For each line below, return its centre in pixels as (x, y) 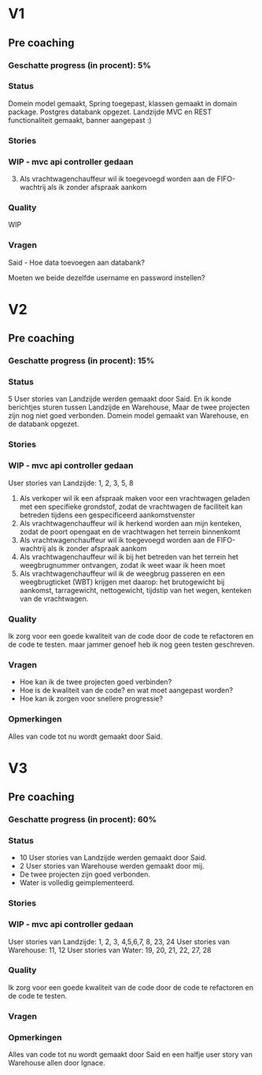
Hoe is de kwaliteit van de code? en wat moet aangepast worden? (126, 691)
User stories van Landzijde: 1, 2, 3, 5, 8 (71, 483)
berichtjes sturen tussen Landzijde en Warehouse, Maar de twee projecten (129, 407)
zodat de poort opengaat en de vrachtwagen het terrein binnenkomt (130, 532)
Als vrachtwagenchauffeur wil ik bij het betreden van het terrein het (129, 557)
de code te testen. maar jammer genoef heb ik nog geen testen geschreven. (131, 644)
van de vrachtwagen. (54, 599)
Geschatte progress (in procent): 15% (81, 361)
